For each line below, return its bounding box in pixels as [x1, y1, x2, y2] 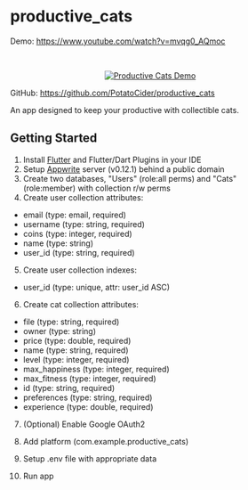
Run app [22, 470, 54, 481]
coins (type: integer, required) [22, 228, 132, 239]
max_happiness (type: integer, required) [22, 363, 170, 374]
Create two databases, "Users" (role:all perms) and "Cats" [22, 173, 237, 184]
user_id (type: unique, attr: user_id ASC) [22, 282, 171, 292]
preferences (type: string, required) [22, 392, 153, 403]
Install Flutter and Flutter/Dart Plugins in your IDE [22, 154, 202, 165]
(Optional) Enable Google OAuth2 [22, 419, 146, 429]
